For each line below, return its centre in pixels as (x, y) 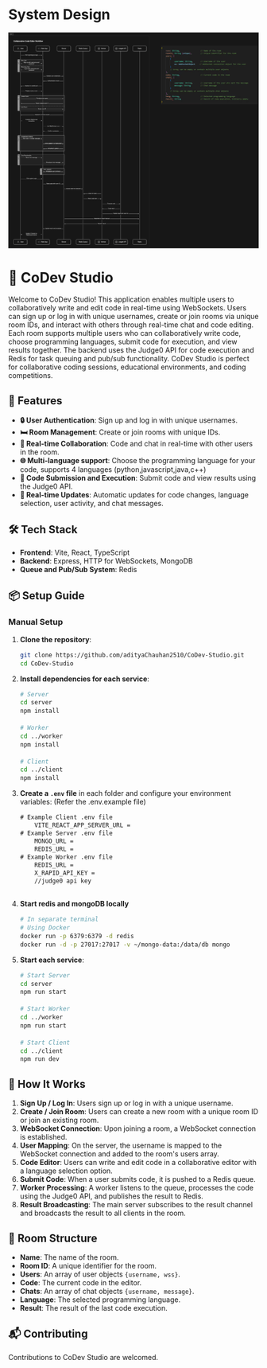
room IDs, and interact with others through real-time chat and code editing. (131, 325)
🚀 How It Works (47, 1084)
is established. (43, 1137)
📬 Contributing (48, 1334)
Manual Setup (36, 622)
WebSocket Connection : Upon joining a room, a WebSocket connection (138, 1128)
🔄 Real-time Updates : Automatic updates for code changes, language (134, 495)
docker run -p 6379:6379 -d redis (77, 936)
